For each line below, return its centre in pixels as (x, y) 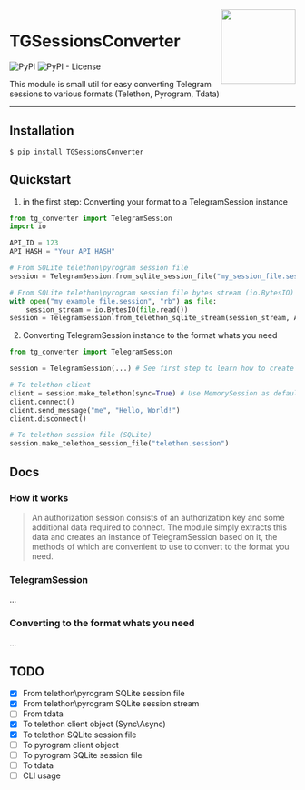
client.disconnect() (49, 419)
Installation (42, 131)
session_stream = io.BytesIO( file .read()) (107, 310)
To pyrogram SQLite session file (82, 755)
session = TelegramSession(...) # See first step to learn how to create (152, 369)
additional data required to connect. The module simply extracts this (159, 527)
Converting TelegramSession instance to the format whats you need (150, 335)
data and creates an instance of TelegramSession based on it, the (154, 536)
